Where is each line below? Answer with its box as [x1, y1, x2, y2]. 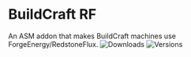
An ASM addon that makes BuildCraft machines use [8, 31, 176, 41]
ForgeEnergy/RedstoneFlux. [8, 39, 99, 48]
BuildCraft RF [8, 5, 97, 23]
